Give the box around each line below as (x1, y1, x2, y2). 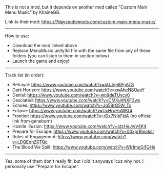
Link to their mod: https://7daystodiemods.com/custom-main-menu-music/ (5, 19, 156, 25)
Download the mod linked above (12, 43, 77, 48)
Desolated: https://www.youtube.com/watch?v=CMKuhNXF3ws (12, 98, 141, 103)
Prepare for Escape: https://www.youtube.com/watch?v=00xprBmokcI (12, 128, 154, 134)
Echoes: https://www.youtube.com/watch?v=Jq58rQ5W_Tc (12, 102, 132, 108)
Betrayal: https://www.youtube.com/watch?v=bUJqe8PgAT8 (12, 82, 134, 87)
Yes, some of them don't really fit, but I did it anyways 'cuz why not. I (5, 158, 144, 164)
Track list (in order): (5, 72, 45, 78)
